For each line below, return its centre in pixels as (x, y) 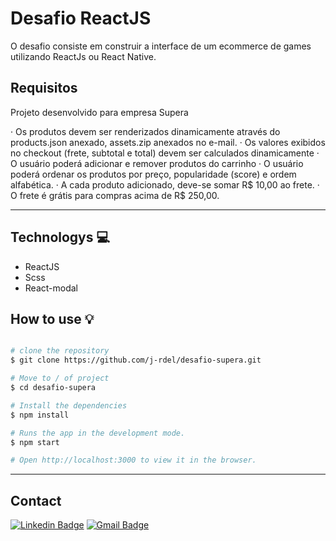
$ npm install (40, 415)
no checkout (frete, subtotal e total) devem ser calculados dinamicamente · (165, 153)
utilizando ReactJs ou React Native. (83, 56)
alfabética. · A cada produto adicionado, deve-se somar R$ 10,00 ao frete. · (165, 184)
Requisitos (44, 88)
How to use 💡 (52, 318)
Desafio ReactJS (81, 18)
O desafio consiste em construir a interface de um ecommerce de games (161, 46)
